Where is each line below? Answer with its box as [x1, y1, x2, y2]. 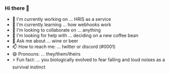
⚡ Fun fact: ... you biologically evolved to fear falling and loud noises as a [12, 57, 165, 63]
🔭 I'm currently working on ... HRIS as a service [12, 16, 111, 22]
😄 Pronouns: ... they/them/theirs [12, 51, 81, 57]
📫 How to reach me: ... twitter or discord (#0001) [12, 43, 116, 50]
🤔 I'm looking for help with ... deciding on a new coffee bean [12, 33, 138, 39]
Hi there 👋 [5, 5, 30, 12]
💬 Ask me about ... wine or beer [12, 38, 78, 44]
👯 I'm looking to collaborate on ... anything [12, 27, 101, 33]
